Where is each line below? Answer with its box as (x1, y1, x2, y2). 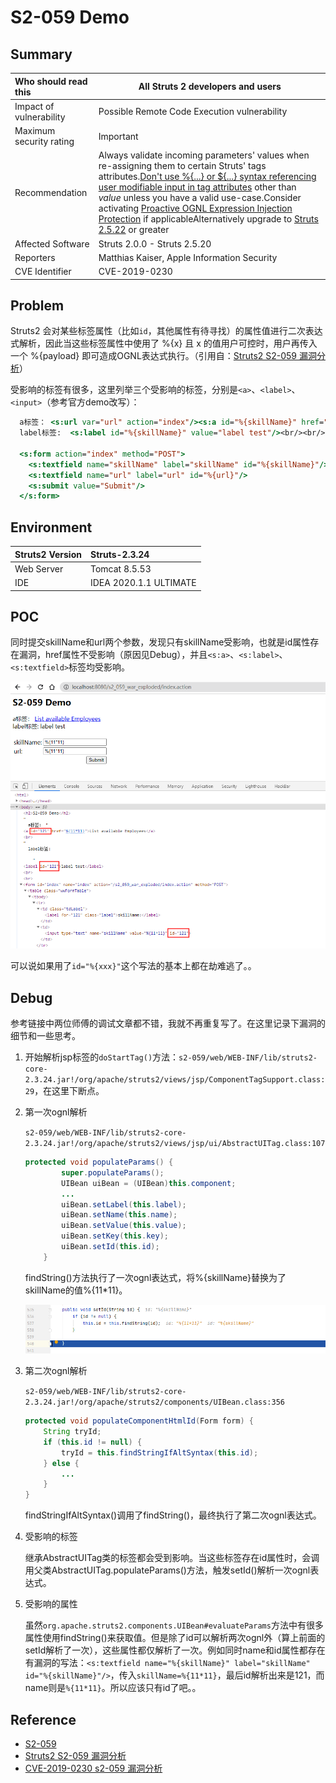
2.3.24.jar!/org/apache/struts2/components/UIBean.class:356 (24, 1397, 286, 1408)
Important (98, 130, 139, 142)
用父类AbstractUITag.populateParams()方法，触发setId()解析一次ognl (24, 1564, 311, 1576)
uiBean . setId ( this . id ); (61, 1242, 160, 1252)
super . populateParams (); (61, 1167, 165, 1178)
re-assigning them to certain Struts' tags (98, 160, 267, 172)
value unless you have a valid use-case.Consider (98, 192, 302, 204)
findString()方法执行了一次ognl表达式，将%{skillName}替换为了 (24, 1271, 287, 1283)
